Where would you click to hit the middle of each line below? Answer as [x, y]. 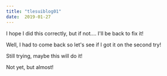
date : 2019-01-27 [28, 17]
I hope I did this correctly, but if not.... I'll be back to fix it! [75, 33]
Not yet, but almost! [30, 67]
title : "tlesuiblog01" [34, 11]
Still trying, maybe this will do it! [45, 56]
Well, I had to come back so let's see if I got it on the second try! [83, 45]
